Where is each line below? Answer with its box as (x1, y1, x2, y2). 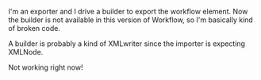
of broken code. (8, 24, 61, 32)
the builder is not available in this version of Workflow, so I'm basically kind (8, 15, 254, 25)
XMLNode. (8, 48, 44, 56)
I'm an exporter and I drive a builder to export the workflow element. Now (8, 7, 248, 16)
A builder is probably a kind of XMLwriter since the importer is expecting (8, 39, 246, 48)
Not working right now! (8, 63, 83, 72)
